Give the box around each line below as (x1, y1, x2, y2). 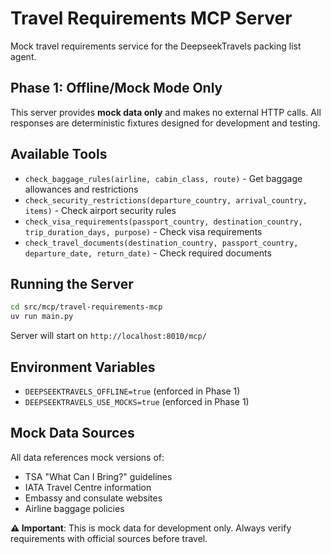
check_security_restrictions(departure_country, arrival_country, (24, 195, 308, 206)
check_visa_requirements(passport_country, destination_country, (24, 217, 303, 227)
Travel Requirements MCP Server (10, 7, 293, 30)
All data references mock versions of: (10, 451, 165, 463)
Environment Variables (10, 358, 156, 376)
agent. (10, 50, 37, 62)
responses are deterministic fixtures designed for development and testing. (10, 117, 321, 129)
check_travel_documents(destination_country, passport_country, (24, 238, 299, 248)
